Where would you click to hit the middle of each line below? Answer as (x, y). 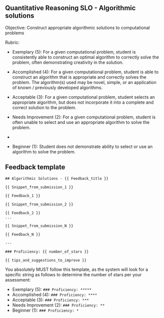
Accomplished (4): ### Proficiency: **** (55, 294)
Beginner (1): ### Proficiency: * (45, 310)
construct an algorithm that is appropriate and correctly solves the (79, 77)
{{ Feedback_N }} (23, 234)
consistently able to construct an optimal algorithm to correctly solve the (85, 57)
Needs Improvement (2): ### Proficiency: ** (58, 305)
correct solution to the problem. (44, 107)
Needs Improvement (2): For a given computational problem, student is (84, 117)
